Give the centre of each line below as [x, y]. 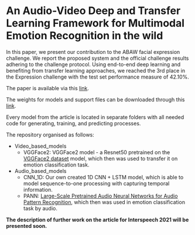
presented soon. [27, 226]
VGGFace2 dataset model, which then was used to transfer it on [100, 158]
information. [38, 189]
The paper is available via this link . [48, 88]
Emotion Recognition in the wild [85, 36]
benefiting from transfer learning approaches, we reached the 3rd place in [96, 70]
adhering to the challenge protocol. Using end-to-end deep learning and [93, 64]
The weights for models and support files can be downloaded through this [95, 99]
